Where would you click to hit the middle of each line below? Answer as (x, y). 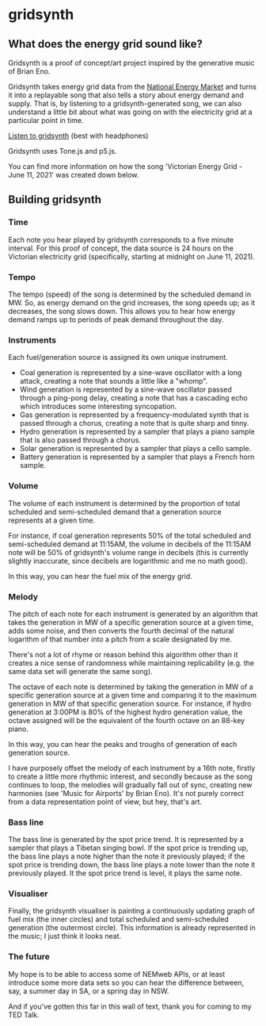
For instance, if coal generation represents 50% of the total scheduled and (130, 535)
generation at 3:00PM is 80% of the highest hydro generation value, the (125, 712)
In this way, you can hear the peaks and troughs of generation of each (123, 744)
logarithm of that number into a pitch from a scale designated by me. (120, 639)
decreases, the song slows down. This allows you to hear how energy (122, 311)
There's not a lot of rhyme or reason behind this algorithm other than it (123, 654)
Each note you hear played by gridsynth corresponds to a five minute (121, 239)
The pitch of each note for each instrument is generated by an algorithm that (133, 614)
